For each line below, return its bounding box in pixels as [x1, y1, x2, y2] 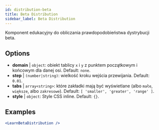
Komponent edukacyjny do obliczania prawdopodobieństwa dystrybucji [5, 30, 150, 36]
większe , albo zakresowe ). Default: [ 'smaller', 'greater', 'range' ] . [12, 88, 155, 94]
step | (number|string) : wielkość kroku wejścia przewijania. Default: [12, 73, 150, 78]
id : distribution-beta [5, 7, 51, 12]
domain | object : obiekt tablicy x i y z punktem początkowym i [12, 62, 138, 68]
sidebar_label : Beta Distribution [5, 16, 76, 21]
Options [5, 49, 30, 57]
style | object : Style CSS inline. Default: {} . [12, 94, 99, 100]
